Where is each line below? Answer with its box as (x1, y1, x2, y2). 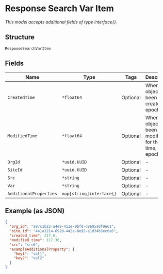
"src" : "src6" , (9, 242, 40, 247)
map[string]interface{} (62, 191, 117, 196)
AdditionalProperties (7, 191, 57, 196)
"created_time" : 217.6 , (9, 233, 57, 238)
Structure (5, 33, 35, 41)
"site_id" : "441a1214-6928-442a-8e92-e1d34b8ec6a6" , (9, 229, 118, 234)
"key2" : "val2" (14, 256, 45, 261)
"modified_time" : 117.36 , (9, 237, 62, 242)
